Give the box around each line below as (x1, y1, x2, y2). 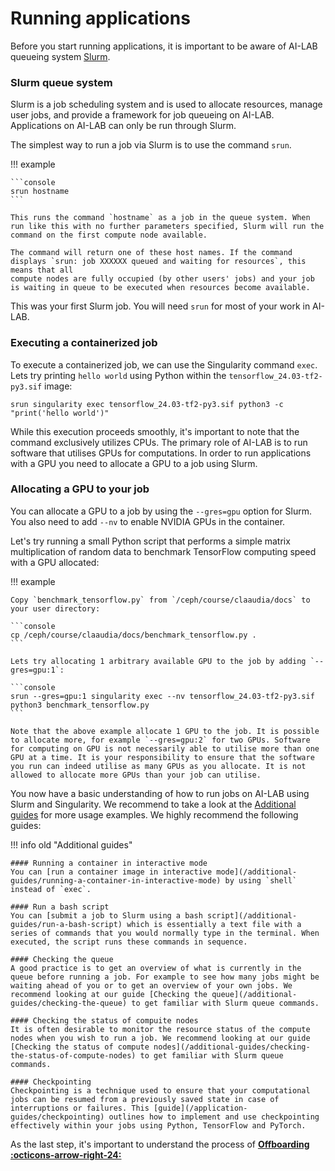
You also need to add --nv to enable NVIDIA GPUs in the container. (10, 515, 286, 527)
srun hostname (10, 187, 70, 197)
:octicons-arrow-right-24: (10, 1148, 122, 1161)
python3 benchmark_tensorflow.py (10, 700, 150, 710)
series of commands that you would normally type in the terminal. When (10, 928, 320, 938)
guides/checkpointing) (10, 1112, 105, 1122)
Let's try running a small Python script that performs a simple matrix (10, 535, 291, 547)
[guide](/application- (153, 1103, 248, 1113)
